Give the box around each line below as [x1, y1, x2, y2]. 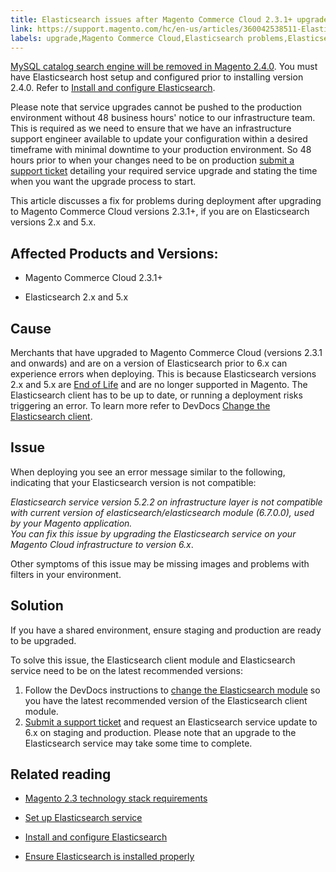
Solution [10, 597, 64, 615]
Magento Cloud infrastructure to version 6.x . [10, 538, 194, 550]
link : [10, 24, 33, 34]
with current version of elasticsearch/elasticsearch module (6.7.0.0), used [10, 506, 315, 518]
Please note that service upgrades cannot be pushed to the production [10, 101, 302, 113]
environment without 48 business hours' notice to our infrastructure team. [10, 112, 316, 124]
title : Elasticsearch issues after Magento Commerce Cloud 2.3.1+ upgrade [10, 14, 329, 25]
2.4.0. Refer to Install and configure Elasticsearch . [10, 82, 216, 94]
